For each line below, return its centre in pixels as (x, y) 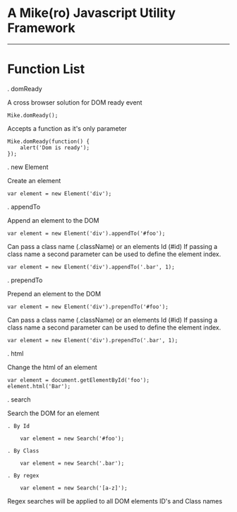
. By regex (23, 475)
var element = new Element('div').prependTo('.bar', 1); (93, 340)
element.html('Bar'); (39, 386)
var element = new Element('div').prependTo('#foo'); (88, 307)
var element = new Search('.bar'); (72, 463)
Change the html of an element (52, 367)
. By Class (23, 450)
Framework (41, 28)
